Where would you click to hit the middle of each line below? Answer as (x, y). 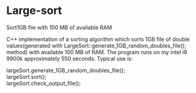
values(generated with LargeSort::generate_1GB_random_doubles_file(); (96, 46)
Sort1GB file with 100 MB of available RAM (59, 27)
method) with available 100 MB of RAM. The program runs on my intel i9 (97, 52)
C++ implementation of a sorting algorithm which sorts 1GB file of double (98, 39)
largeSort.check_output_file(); (44, 83)
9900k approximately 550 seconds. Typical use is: (70, 58)
